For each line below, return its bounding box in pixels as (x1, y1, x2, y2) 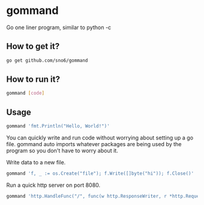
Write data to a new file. (6, 159, 66, 166)
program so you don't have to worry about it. (6, 147, 118, 154)
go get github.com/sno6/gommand (6, 57, 88, 64)
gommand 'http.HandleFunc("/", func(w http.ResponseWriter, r (6, 193, 167, 199)
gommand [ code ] (6, 90, 45, 96)
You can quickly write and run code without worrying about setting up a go (6, 134, 194, 141)
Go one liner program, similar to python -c (6, 24, 111, 31)
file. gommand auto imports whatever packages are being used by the (6, 141, 182, 147)
